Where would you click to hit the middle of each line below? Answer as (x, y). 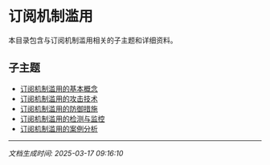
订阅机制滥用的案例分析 (59, 128)
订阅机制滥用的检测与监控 (62, 119)
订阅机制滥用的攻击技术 (59, 99)
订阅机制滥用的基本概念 (59, 88)
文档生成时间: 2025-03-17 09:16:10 (66, 153)
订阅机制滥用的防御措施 (59, 108)
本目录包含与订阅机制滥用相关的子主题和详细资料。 (93, 40)
